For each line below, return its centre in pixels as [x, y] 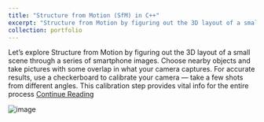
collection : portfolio [45, 30]
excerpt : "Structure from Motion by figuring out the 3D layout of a [125, 23]
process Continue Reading [51, 94]
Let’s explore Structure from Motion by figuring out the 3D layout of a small [129, 53]
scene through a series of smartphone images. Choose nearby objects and [130, 61]
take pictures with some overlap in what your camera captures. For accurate [132, 69]
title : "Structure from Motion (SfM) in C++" [84, 15]
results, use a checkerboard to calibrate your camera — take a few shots [126, 78]
